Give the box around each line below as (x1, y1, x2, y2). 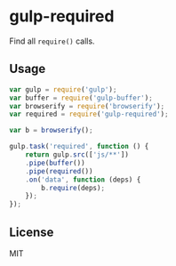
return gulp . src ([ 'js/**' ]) (25, 150, 129, 159)
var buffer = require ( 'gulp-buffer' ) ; (9, 93, 153, 102)
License (9, 224, 54, 239)
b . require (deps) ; (41, 183, 105, 192)
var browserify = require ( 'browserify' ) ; (9, 101, 165, 110)
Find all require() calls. (9, 36, 95, 46)
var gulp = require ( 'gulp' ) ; (9, 85, 117, 94)
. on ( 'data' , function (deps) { (25, 175, 141, 184)
